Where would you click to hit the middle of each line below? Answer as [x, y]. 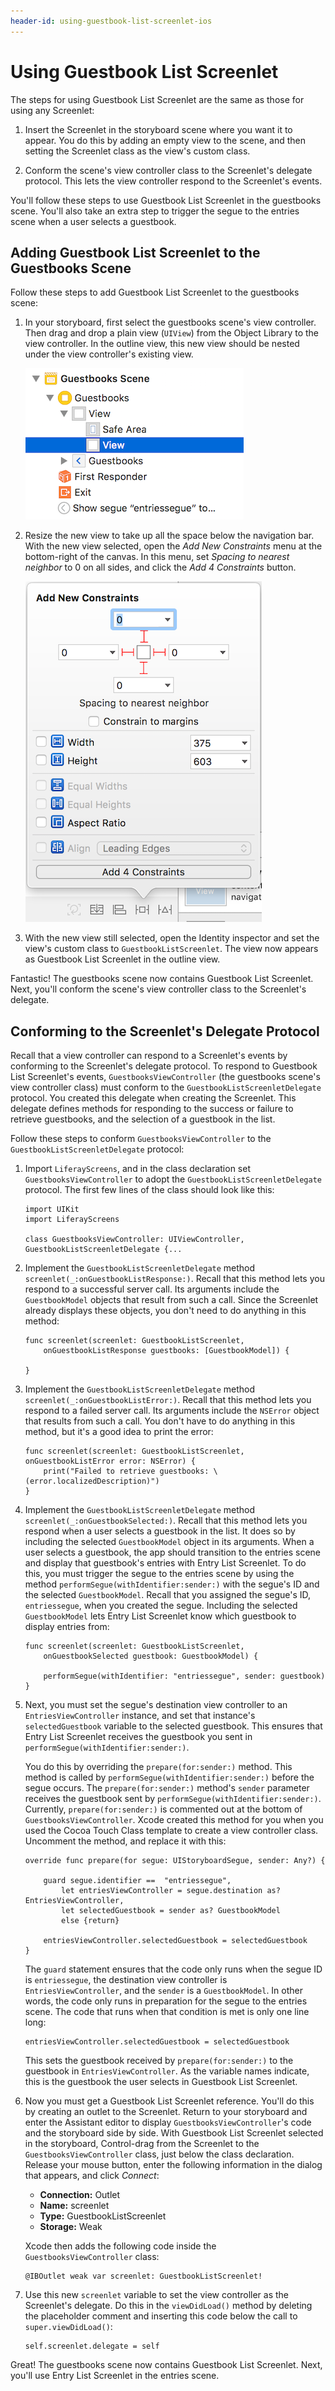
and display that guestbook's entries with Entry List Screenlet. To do [165, 1563]
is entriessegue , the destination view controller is [126, 1980]
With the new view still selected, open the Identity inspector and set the [172, 938]
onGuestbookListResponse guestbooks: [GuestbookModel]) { [166, 1351]
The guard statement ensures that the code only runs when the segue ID [173, 1969]
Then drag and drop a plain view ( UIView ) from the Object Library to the [171, 333]
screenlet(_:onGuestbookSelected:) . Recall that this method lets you [166, 1521]
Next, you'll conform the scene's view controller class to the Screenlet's [158, 989]
